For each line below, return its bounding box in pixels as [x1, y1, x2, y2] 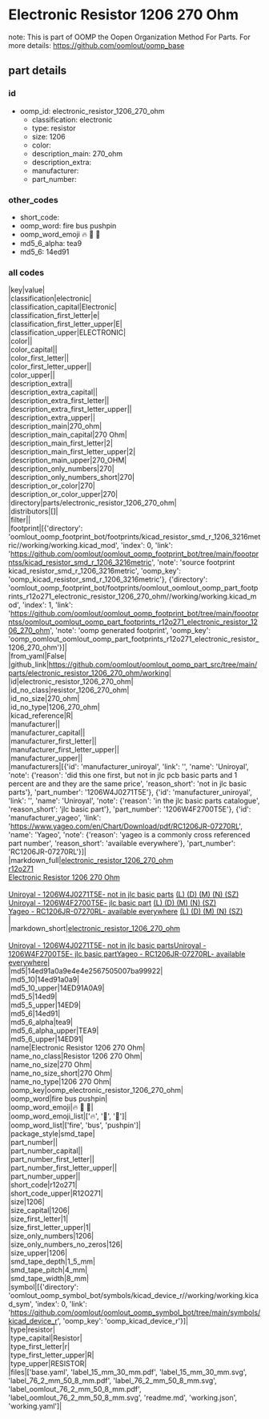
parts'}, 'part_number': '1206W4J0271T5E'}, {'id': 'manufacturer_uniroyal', [8, 788, 252, 797]
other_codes [8, 194, 58, 205]
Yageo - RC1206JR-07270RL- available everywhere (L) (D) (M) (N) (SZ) [8, 907, 243, 917]
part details [8, 64, 67, 78]
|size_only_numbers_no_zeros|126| [8, 1240, 123, 1249]
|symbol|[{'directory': [8, 1282, 78, 1292]
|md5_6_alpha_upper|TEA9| [8, 1026, 99, 1035]
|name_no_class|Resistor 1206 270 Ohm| [8, 1051, 143, 1061]
